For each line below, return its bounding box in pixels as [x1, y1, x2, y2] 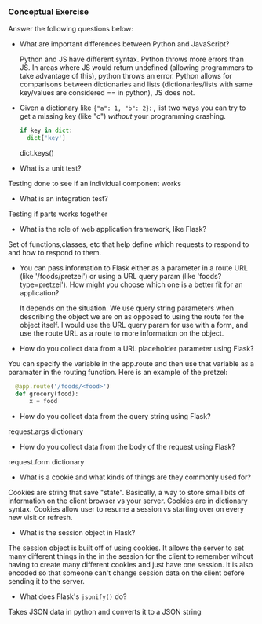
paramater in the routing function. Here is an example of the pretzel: [8, 368, 228, 377]
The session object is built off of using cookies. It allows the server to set [8, 543, 245, 552]
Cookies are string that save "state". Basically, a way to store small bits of [8, 487, 246, 497]
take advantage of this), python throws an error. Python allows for [19, 72, 233, 81]
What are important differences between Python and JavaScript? [19, 39, 230, 49]
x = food [28, 397, 58, 405]
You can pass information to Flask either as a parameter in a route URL [19, 263, 249, 273]
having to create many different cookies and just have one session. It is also [8, 560, 253, 569]
